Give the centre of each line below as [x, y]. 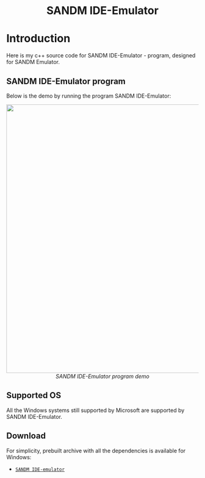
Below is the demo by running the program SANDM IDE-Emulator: [89, 96]
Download [26, 436]
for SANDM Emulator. [33, 62]
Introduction [38, 39]
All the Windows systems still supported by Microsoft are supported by [95, 410]
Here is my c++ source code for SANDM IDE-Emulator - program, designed [101, 56]
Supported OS [34, 395]
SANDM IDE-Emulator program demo [103, 376]
